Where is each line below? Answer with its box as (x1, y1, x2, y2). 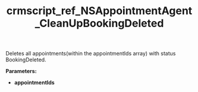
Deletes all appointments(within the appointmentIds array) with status (5, 50, 176, 57)
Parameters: (5, 68, 37, 75)
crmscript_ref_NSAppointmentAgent (6, 4, 193, 18)
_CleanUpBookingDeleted (34, 17, 164, 30)
